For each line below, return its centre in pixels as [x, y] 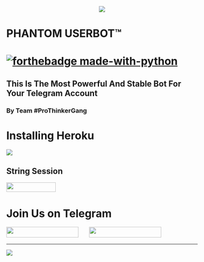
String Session [35, 171]
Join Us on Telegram [59, 213]
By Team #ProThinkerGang [47, 111]
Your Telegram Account [52, 93]
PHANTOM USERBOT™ [64, 34]
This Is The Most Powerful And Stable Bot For [94, 84]
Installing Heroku [50, 135]
